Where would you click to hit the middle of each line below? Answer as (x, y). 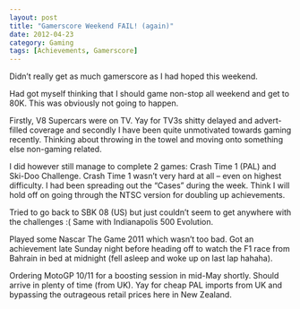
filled (19, 130)
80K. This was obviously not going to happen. (94, 103)
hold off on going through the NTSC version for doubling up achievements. (147, 195)
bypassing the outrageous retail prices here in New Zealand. (121, 295)
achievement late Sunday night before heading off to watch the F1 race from (150, 249)
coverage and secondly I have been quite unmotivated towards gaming (161, 130)
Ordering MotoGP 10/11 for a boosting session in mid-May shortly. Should (144, 276)
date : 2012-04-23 (42, 34)
